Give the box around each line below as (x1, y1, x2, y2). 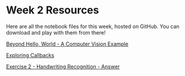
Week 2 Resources (6, 4, 99, 17)
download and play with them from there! (6, 29, 106, 36)
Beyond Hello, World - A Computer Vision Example (6, 40, 129, 47)
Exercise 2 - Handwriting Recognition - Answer (6, 63, 120, 70)
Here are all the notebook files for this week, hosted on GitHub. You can (6, 23, 180, 30)
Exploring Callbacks (6, 51, 55, 58)
